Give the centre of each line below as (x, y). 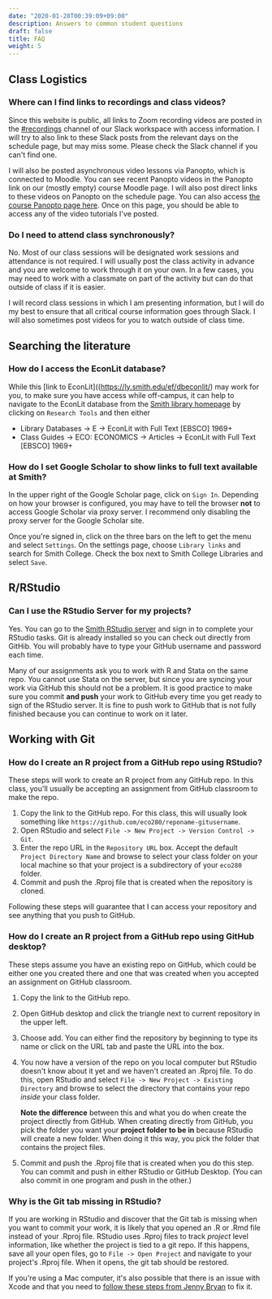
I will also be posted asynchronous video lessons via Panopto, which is (127, 170)
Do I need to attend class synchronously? (92, 234)
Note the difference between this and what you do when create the (133, 1113)
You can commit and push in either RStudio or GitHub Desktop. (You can (141, 1171)
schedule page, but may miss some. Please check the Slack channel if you (133, 146)
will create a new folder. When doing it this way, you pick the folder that (140, 1138)
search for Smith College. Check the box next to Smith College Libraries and (136, 553)
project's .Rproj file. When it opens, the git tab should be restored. (119, 1262)
